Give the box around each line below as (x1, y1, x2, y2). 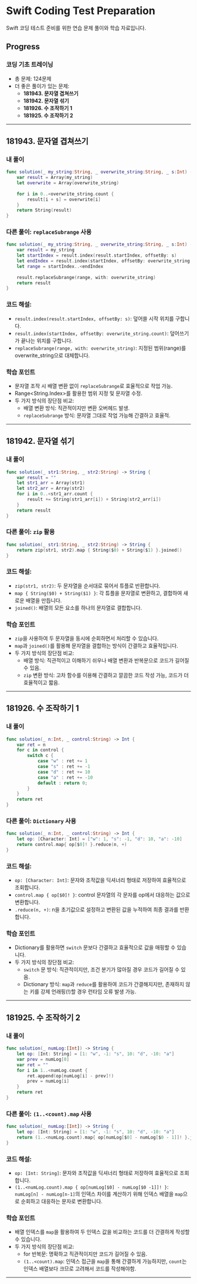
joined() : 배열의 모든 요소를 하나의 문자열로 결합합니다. (14, 604, 142, 611)
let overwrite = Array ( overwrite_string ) (16, 180, 119, 186)
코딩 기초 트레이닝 (6, 61, 54, 69)
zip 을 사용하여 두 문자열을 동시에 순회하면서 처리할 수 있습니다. (14, 635, 159, 642)
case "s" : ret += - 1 (37, 764, 91, 769)
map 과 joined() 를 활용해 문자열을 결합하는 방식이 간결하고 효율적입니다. (14, 642, 179, 649)
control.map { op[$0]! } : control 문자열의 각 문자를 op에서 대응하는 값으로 (14, 891, 191, 898)
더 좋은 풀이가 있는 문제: (14, 82, 70, 89)
